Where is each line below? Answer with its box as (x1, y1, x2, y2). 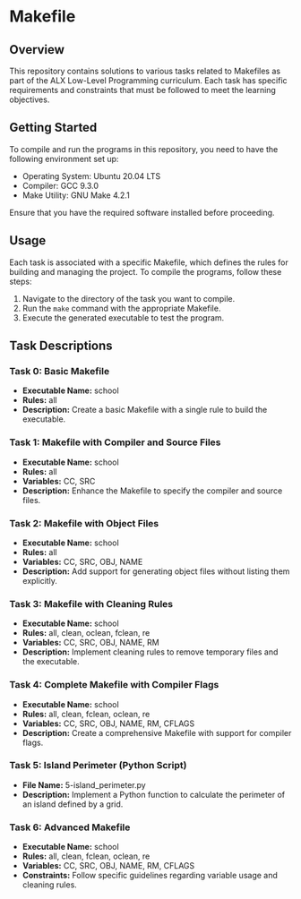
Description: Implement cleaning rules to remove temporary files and (21, 646, 279, 657)
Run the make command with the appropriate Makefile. (21, 303, 221, 313)
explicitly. (21, 575, 58, 586)
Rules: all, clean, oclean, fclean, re (21, 628, 150, 638)
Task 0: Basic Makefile (9, 364, 110, 377)
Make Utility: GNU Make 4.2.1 (21, 190, 130, 201)
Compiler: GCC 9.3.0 (21, 180, 99, 191)
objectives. (9, 94, 50, 105)
